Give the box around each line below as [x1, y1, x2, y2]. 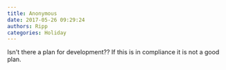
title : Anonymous [7, 10, 58, 17]
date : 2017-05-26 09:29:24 [7, 16, 85, 23]
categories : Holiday [7, 29, 67, 36]
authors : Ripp [7, 23, 49, 30]
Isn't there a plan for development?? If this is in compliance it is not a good [7, 48, 220, 56]
